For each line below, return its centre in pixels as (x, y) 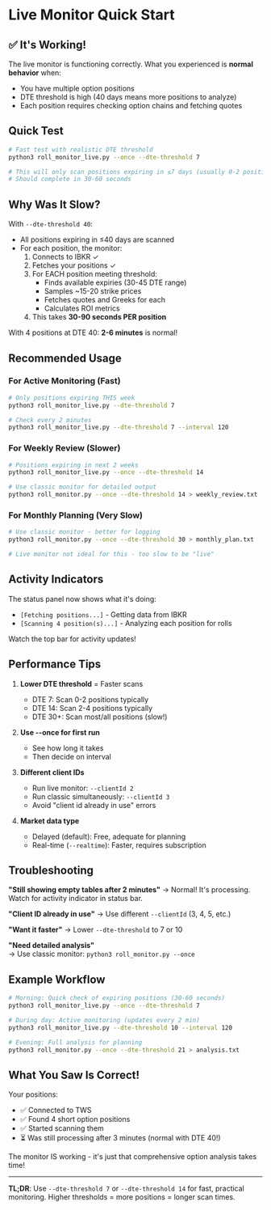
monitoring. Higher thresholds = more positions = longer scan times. (122, 1197)
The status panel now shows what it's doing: (83, 599)
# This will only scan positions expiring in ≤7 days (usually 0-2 (124, 171)
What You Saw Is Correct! (74, 1075)
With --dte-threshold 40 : (50, 224)
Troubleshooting (51, 871)
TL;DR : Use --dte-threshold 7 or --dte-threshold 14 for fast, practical (126, 1189)
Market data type (50, 821)
